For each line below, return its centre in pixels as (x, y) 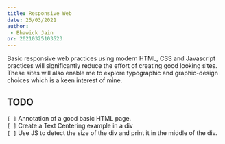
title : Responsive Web (39, 13)
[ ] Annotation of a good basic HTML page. (69, 118)
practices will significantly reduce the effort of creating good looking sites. (112, 66)
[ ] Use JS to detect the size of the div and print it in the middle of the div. (112, 133)
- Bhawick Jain (32, 33)
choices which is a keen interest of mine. (65, 80)
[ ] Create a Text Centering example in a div (70, 125)
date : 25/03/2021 (32, 20)
